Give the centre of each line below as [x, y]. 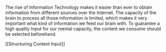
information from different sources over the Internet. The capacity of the [81, 13]
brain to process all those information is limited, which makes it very [76, 18]
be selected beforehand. [31, 34]
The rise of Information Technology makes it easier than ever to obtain [79, 7]
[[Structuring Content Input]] [35, 44]
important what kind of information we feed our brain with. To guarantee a [82, 23]
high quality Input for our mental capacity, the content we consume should [83, 29]
